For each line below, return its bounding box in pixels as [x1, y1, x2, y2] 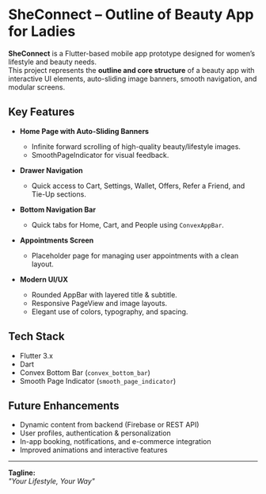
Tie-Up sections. [31, 189, 87, 199]
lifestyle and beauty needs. [8, 57, 97, 67]
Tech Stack [8, 330, 65, 343]
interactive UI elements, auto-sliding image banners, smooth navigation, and [8, 74, 257, 83]
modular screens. [8, 82, 66, 92]
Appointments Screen [19, 236, 94, 245]
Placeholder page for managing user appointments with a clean [31, 251, 239, 260]
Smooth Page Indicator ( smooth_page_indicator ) [19, 376, 177, 385]
